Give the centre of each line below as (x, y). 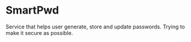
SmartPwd (32, 10)
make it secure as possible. (39, 33)
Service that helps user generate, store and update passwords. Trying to (95, 27)
